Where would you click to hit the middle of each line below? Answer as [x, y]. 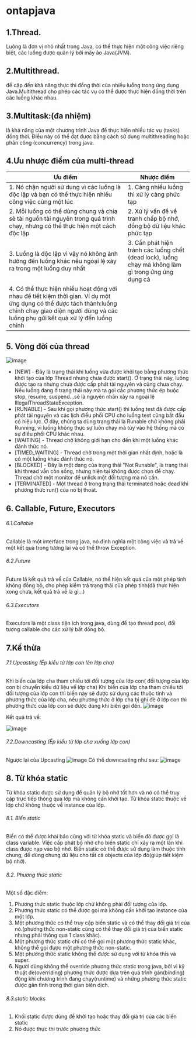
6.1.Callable [20, 523]
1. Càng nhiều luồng [155, 187]
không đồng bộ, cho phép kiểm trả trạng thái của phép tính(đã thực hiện [93, 585]
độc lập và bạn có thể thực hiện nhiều [61, 194]
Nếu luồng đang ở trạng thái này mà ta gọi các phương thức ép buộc [97, 390]
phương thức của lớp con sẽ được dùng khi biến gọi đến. [74, 705]
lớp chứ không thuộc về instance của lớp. [56, 805]
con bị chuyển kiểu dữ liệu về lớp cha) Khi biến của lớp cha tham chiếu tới [94, 687]
